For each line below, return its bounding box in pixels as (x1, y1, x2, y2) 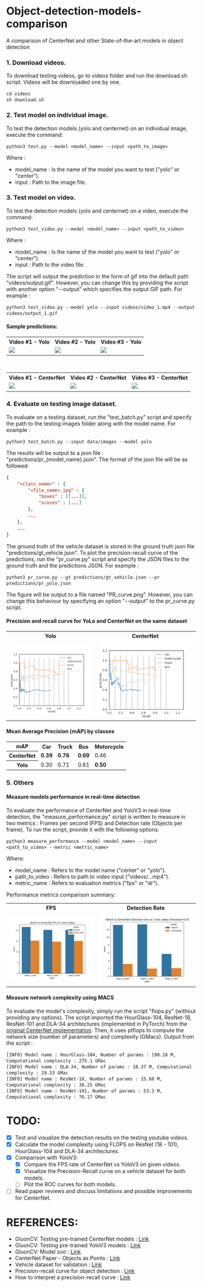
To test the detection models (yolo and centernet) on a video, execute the (6, 207, 188, 214)
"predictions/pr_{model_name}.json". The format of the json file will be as (6, 456, 188, 463)
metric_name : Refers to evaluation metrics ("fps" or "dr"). (14, 879, 159, 886)
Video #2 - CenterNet (70, 374, 127, 381)
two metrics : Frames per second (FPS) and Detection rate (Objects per (6, 819, 183, 827)
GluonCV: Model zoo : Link (14, 1248, 81, 1256)
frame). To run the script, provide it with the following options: (6, 825, 159, 833)
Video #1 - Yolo (8, 338, 50, 345)
